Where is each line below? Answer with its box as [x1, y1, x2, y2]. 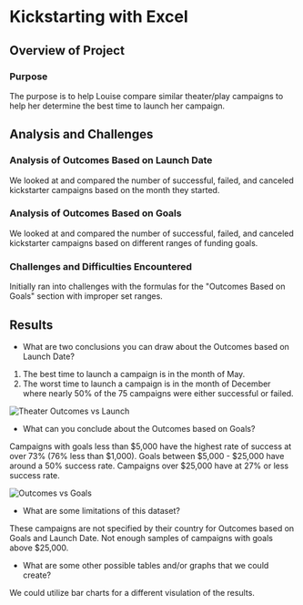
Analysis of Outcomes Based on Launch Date [9, 154, 213, 167]
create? [22, 569, 52, 580]
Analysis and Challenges [9, 127, 154, 142]
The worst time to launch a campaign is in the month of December [22, 378, 271, 389]
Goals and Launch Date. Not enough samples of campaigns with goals [9, 532, 273, 543]
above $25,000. [9, 542, 69, 553]
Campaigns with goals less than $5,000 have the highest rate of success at [9, 440, 292, 452]
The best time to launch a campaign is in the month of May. [22, 368, 246, 379]
